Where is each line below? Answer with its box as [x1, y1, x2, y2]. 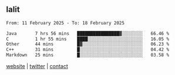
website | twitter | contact [6, 63, 69, 70]
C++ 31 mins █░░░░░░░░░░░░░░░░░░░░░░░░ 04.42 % [6, 47, 169, 53]
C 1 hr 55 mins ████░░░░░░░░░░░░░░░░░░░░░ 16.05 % [6, 36, 169, 42]
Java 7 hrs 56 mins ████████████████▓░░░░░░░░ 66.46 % [6, 30, 169, 37]
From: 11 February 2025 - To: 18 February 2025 [6, 20, 125, 26]
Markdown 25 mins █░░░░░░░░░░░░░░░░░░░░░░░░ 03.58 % [6, 52, 169, 58]
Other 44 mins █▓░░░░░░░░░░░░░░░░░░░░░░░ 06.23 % [6, 41, 169, 47]
